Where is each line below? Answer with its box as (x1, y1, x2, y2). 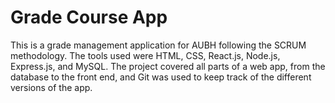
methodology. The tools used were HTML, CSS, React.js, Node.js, (10, 49, 281, 61)
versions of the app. (10, 81, 93, 93)
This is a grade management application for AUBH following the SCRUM (10, 39, 307, 51)
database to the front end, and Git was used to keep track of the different (10, 71, 312, 83)
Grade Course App (10, 6, 168, 29)
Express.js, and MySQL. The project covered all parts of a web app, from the (10, 60, 326, 72)
